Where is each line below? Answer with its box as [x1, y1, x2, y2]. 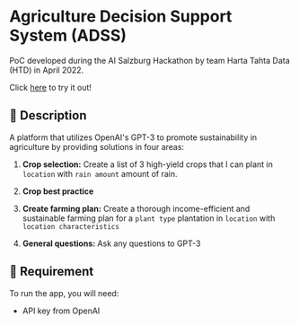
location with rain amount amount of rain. [22, 168, 178, 179]
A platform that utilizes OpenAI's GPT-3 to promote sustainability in [9, 132, 258, 143]
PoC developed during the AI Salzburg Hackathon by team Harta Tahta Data [9, 55, 290, 66]
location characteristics [22, 222, 119, 231]
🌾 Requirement [9, 264, 94, 279]
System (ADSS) [9, 25, 128, 46]
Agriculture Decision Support [9, 6, 233, 27]
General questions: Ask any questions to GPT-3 [22, 238, 201, 249]
